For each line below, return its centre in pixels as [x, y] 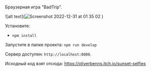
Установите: [18, 26]
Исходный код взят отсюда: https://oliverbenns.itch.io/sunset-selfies [75, 63]
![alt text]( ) [54, 16]
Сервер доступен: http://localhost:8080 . [48, 54]
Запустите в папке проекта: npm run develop [51, 45]
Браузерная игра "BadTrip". [34, 7]
